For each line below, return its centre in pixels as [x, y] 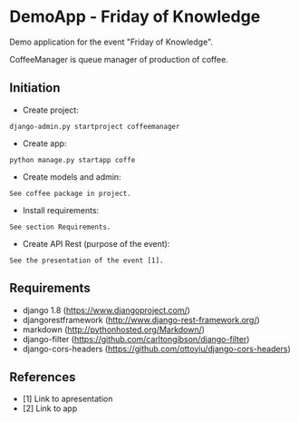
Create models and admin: [72, 177]
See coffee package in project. [70, 193]
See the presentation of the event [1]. [87, 261]
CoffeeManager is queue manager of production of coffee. [119, 59]
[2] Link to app [50, 408]
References [43, 377]
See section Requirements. [60, 227]
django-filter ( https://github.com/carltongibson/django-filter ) [136, 339]
